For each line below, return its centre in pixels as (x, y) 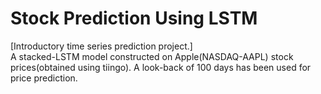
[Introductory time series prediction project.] (101, 46)
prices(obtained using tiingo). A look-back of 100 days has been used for (161, 67)
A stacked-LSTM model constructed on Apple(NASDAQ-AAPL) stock (152, 56)
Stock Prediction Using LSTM (134, 18)
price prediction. (44, 78)
